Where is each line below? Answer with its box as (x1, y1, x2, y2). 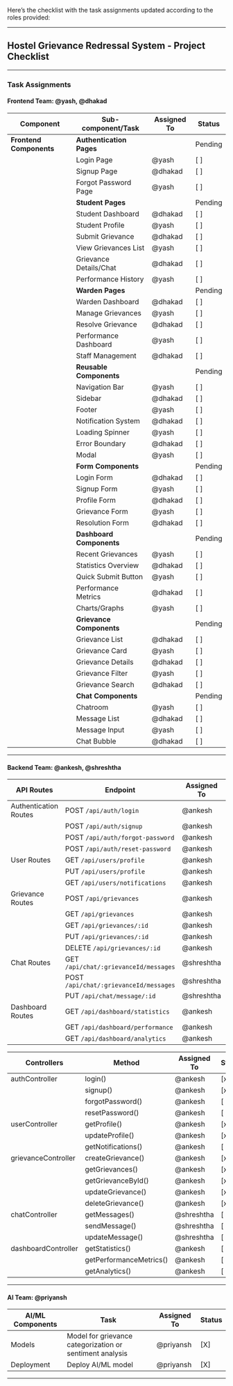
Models (10, 1340, 35, 1350)
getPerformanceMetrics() (85, 1255, 169, 1265)
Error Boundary (76, 439, 126, 448)
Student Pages (76, 198, 126, 207)
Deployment (10, 1360, 51, 1370)
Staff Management (76, 351, 137, 361)
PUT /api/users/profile (64, 867, 146, 876)
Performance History (76, 274, 144, 284)
